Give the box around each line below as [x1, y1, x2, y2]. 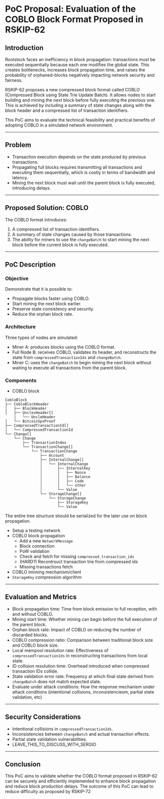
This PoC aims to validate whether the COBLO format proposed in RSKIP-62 [5, 773, 158, 779]
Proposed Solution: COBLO [5, 204, 89, 212]
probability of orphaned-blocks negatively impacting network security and [5, 72, 155, 78]
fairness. [5, 77, 23, 83]
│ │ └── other [40, 483, 86, 488]
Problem [5, 141, 32, 149]
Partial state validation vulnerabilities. [12, 736, 87, 742]
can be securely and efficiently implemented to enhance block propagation [5, 778, 156, 784]
